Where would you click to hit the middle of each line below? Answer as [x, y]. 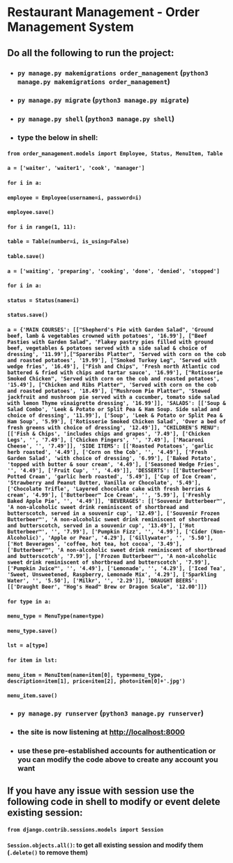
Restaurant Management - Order [104, 12]
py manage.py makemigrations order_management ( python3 [113, 73]
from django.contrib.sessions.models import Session [85, 829]
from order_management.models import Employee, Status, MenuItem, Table [115, 154]
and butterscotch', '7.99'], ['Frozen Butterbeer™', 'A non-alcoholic [112, 556]
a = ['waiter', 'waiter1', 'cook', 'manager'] [76, 169]
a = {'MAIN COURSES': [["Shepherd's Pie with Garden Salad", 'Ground [111, 329]
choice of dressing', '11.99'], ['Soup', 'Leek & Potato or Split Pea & [115, 415]
